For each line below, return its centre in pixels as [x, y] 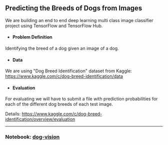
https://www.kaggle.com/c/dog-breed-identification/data [64, 76]
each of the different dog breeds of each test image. [59, 104]
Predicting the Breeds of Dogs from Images [74, 8]
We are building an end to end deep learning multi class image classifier [79, 20]
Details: [13, 114]
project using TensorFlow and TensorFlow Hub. [54, 26]
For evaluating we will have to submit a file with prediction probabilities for [81, 99]
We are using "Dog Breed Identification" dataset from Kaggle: [68, 71]
